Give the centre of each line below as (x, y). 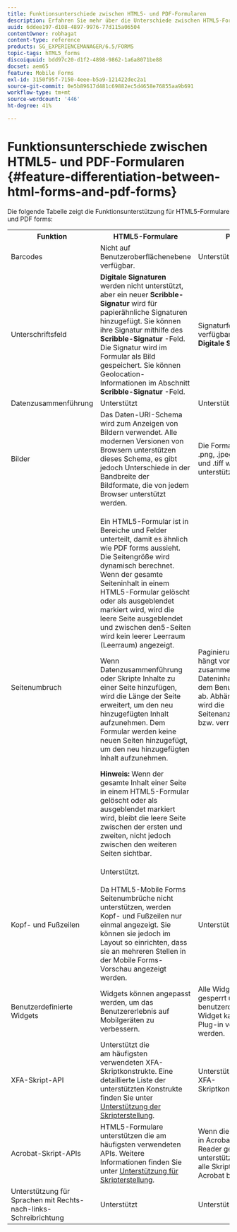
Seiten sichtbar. (126, 853)
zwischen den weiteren (139, 844)
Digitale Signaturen (133, 277)
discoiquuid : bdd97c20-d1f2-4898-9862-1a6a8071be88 (85, 60)
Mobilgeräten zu (127, 1019)
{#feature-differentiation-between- (114, 177)
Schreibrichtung (38, 1217)
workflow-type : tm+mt (39, 92)
